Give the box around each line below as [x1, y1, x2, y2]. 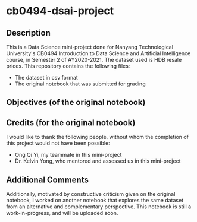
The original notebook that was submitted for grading [14, 80, 146, 87]
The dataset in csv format [14, 74, 79, 81]
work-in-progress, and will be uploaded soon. [6, 210, 118, 217]
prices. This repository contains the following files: [6, 62, 130, 69]
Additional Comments [6, 175, 89, 185]
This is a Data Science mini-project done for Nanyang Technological [6, 43, 174, 50]
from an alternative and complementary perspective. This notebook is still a [6, 203, 192, 210]
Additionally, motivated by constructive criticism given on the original [6, 191, 176, 198]
